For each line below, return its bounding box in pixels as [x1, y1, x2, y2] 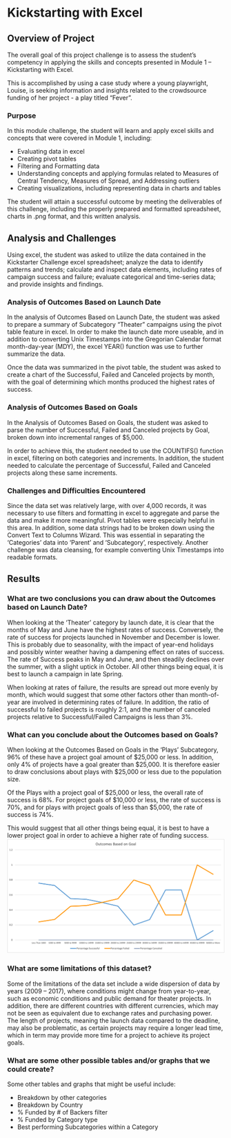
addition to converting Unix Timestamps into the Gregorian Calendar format [7, 335, 222, 343]
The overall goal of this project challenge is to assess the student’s [7, 51, 197, 59]
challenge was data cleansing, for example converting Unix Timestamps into [7, 545, 224, 554]
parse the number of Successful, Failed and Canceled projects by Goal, [7, 426, 210, 434]
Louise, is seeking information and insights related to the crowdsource [7, 87, 207, 94]
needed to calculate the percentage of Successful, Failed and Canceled [7, 461, 211, 469]
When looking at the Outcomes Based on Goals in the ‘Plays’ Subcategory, [7, 746, 219, 754]
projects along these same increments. [7, 469, 118, 477]
